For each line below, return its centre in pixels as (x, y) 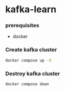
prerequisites (22, 26)
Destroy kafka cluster (33, 74)
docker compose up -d (28, 60)
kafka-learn (31, 9)
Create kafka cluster (31, 50)
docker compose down (27, 84)
